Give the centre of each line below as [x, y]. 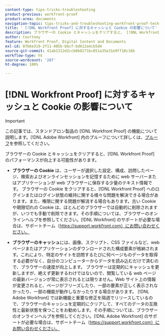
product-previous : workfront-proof [41, 14]
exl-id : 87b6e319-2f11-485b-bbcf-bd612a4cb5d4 [54, 46]
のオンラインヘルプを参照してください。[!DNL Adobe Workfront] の [80, 316]
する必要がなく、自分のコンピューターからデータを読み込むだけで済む [83, 261]
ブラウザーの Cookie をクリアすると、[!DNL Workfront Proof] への [89, 189]
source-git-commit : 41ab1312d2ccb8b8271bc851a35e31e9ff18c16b [70, 51]
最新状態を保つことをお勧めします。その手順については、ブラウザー [89, 310]
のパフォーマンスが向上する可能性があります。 [52, 160]
